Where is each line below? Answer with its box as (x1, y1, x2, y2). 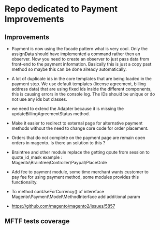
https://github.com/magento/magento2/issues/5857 (11, 203, 116, 209)
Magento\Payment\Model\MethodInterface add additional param (11, 194, 141, 199)
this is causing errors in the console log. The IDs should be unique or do (11, 91, 155, 97)
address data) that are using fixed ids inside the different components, (11, 86, 152, 92)
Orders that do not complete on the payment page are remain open (11, 135, 145, 140)
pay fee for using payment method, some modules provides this (11, 174, 139, 180)
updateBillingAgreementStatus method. (11, 111, 90, 117)
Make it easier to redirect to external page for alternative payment (11, 120, 143, 126)
